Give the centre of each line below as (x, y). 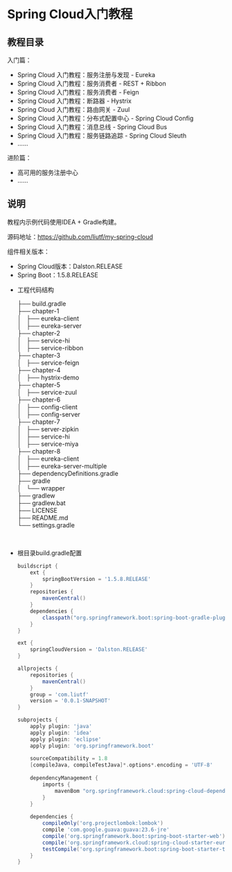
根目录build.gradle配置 (49, 552)
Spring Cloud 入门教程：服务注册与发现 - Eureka (86, 75)
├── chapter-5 (39, 385)
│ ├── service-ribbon (50, 347)
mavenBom (67, 791)
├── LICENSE (37, 510)
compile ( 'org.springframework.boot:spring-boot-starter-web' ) (134, 836)
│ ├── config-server (49, 414)
